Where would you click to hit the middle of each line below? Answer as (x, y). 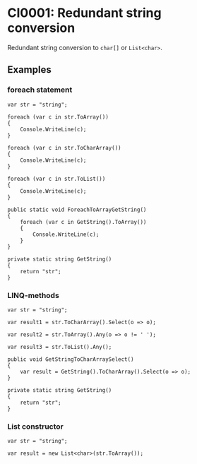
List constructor (35, 427)
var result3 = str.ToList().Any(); (60, 347)
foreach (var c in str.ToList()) (56, 179)
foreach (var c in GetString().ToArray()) (83, 222)
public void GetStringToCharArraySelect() (71, 359)
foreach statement (40, 90)
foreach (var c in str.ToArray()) (58, 117)
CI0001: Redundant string (84, 13)
